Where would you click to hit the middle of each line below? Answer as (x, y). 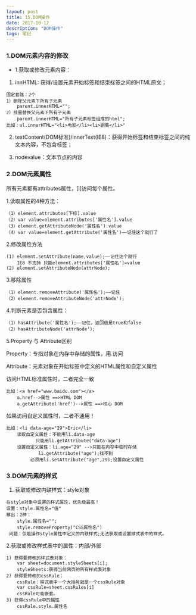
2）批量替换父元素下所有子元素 (39, 113)
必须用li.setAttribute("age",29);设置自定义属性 (87, 460)
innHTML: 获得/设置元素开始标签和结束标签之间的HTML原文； (91, 82)
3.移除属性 (19, 280)
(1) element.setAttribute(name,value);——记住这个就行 (71, 257)
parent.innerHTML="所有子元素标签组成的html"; (71, 119)
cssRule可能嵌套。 (38, 594)
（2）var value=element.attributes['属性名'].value (69, 220)
